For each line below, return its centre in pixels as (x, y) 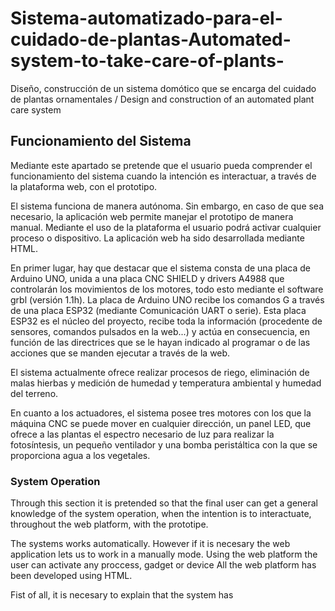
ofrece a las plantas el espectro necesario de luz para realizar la (142, 434)
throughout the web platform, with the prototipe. (109, 524)
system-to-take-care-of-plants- (147, 61)
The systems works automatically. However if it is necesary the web (150, 544)
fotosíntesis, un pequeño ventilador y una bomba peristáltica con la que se (164, 444)
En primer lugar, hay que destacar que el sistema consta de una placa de (160, 268)
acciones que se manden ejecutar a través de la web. (120, 353)
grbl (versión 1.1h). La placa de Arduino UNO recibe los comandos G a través (167, 299)
